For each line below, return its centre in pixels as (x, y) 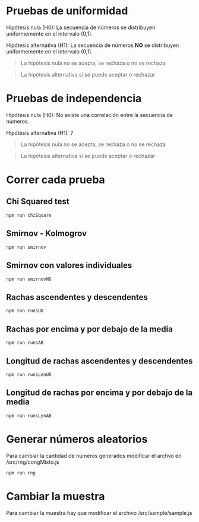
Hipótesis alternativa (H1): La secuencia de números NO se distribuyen (93, 45)
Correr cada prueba (56, 180)
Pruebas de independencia (74, 99)
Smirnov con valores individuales (69, 265)
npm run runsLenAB (29, 416)
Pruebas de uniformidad (67, 11)
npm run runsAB (25, 343)
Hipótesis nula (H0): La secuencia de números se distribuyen (81, 27)
